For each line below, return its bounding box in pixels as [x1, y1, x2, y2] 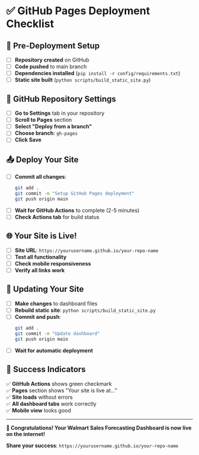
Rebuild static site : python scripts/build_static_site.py [14, 306, 156, 314]
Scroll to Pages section [14, 117, 72, 124]
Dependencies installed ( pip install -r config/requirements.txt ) [14, 70, 181, 77]
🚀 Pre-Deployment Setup [6, 40, 100, 51]
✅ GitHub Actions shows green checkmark [6, 380, 113, 387]
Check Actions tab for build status [14, 213, 99, 220]
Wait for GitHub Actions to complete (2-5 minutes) [14, 206, 140, 214]
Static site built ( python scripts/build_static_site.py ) [14, 76, 151, 83]
